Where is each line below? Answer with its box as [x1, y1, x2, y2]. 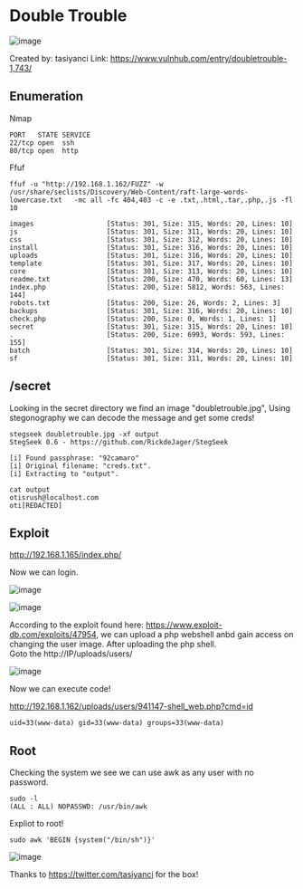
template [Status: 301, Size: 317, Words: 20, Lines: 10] [9, 259, 294, 268]
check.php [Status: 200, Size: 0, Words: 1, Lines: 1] [9, 314, 278, 323]
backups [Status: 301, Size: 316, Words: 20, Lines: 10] [9, 306, 294, 315]
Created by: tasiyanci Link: [9, 53, 109, 63]
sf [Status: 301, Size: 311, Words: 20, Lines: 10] [9, 354, 294, 363]
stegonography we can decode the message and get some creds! [9, 412, 255, 423]
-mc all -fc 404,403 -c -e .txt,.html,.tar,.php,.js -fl [73, 196, 294, 205]
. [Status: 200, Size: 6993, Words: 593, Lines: [9, 330, 285, 339]
